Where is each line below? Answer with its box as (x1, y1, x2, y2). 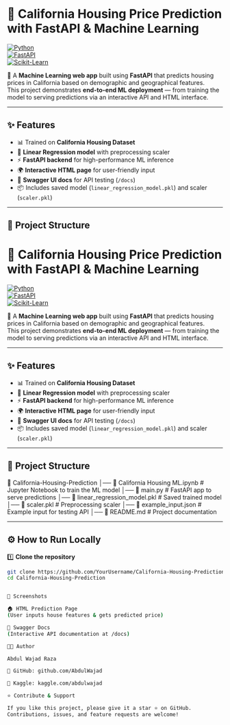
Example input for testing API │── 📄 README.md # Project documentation (7, 507, 217, 516)
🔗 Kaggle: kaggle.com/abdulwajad (7, 680, 103, 687)
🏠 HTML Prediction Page (7, 606, 77, 613)
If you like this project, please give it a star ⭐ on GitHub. (7, 705, 192, 712)
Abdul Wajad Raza (7, 655, 57, 662)
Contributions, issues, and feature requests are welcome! (7, 711, 179, 718)
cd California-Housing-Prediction (7, 575, 106, 582)
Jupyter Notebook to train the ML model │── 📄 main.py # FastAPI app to (7, 486, 212, 494)
